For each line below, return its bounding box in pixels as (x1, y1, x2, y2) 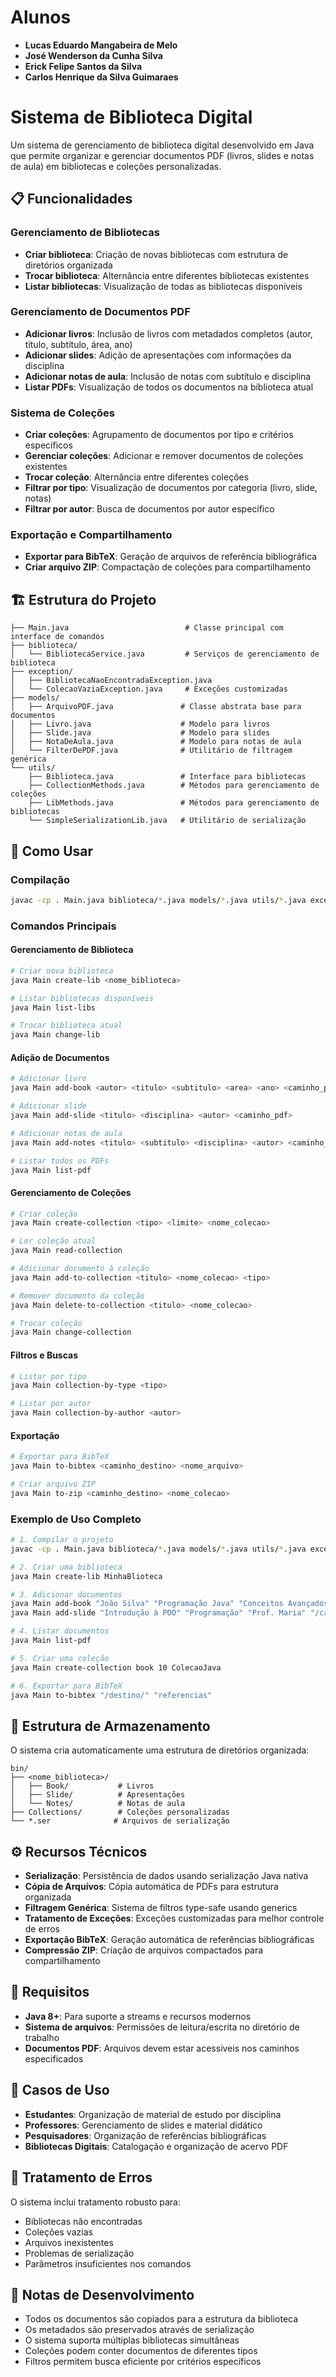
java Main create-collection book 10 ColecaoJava (10, 1662, 222, 1673)
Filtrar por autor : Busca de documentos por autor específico (24, 503, 275, 515)
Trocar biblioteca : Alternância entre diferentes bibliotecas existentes (24, 269, 310, 281)
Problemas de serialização (24, 2247, 135, 2259)
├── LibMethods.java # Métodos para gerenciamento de (28, 798, 320, 808)
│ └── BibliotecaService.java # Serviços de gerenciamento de (10, 649, 320, 660)
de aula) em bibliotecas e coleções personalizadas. (10, 160, 222, 172)
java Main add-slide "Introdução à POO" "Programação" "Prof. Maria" (10, 1608, 307, 1618)
